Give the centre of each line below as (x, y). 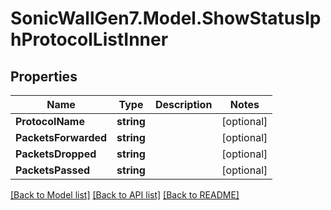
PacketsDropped (56, 154)
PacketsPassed (53, 170)
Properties (44, 76)
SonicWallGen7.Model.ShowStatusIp (166, 18)
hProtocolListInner (89, 39)
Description (183, 104)
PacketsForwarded (61, 137)
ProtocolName (50, 121)
